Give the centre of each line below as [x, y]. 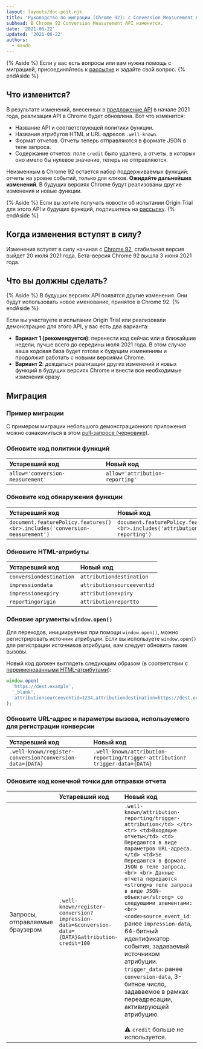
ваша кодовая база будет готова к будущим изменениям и [91, 351]
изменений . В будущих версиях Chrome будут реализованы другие [94, 184]
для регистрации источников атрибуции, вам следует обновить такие [97, 645]
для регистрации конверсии [50, 726]
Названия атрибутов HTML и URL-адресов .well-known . [86, 134]
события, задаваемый [156, 947]
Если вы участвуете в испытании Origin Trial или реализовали [86, 320]
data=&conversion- [85, 925]
